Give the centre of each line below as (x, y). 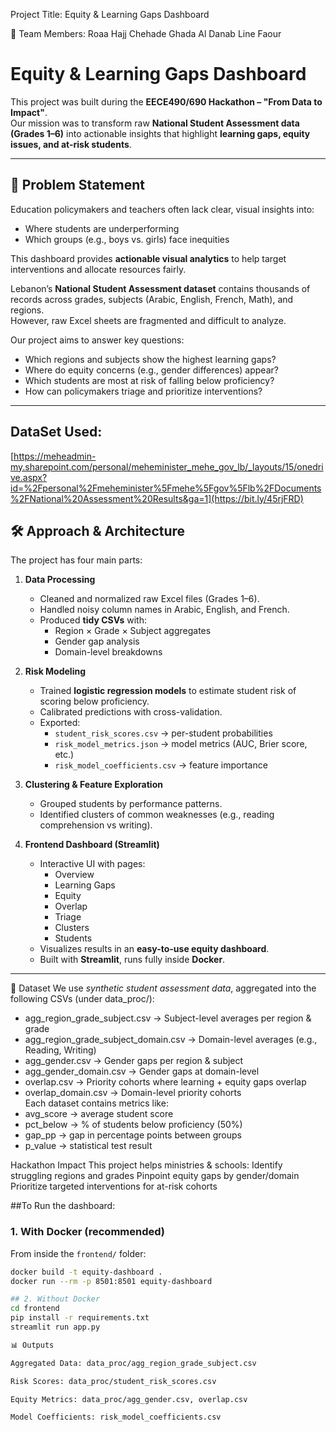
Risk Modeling (55, 671)
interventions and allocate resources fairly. (98, 269)
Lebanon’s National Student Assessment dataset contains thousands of (160, 288)
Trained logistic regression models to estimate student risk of (168, 691)
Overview (74, 875)
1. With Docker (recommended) (88, 1232)
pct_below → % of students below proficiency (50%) (133, 1125)
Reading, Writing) (60, 1050)
